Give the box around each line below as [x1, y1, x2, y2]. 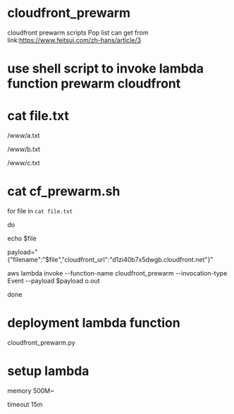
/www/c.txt [7, 159, 40, 167]
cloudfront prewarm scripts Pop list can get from [7, 28, 149, 37]
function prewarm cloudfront [7, 76, 181, 92]
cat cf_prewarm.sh [7, 184, 121, 199]
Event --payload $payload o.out [7, 277, 100, 285]
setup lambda [7, 363, 90, 379]
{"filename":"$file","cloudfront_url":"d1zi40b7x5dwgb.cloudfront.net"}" [7, 256, 214, 264]
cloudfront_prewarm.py [7, 338, 75, 347]
